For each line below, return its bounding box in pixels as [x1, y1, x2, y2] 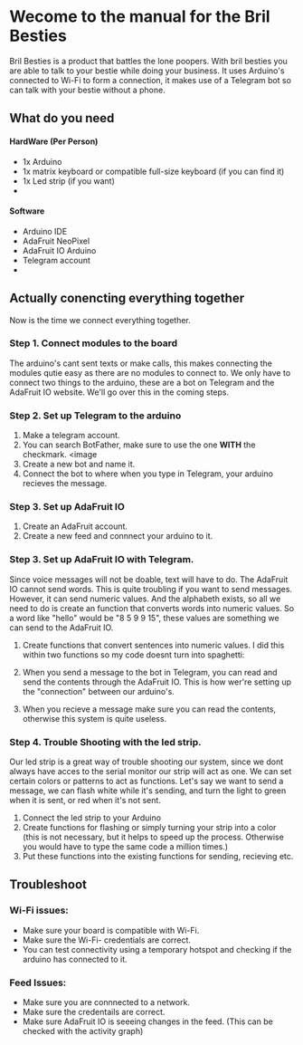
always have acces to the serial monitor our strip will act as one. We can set [9, 766, 292, 777]
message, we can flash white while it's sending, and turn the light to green [9, 785, 287, 796]
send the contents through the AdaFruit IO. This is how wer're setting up [22, 676, 292, 687]
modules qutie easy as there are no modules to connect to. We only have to [9, 367, 291, 378]
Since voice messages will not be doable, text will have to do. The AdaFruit [9, 573, 289, 585]
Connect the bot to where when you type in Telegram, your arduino [22, 468, 274, 479]
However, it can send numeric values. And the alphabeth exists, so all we [9, 593, 281, 604]
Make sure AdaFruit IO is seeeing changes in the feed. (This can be [22, 1016, 273, 1027]
